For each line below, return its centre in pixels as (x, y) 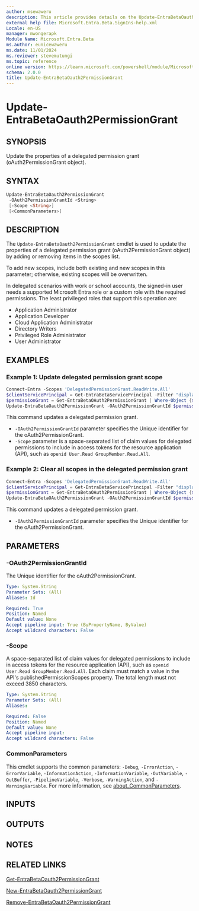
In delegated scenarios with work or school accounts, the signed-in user (94, 286)
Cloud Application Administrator (54, 323)
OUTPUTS (25, 825)
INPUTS (21, 804)
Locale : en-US (24, 28)
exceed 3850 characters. (37, 684)
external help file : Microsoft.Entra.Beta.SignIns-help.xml (82, 23)
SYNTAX (23, 181)
